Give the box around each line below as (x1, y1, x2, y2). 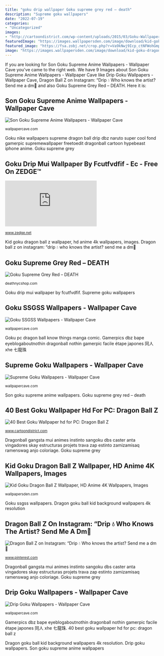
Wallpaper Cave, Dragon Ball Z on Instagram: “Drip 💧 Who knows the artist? (5, 77, 156, 83)
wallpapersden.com (5, 492, 39, 497)
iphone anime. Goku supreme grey (5, 146, 75, 151)
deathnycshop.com (5, 281, 38, 286)
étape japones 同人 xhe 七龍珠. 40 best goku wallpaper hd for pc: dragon (5, 625, 152, 631)
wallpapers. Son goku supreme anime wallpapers (5, 645, 104, 651)
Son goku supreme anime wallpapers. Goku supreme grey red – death (5, 392, 146, 398)
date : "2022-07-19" (5, 16, 45, 21)
